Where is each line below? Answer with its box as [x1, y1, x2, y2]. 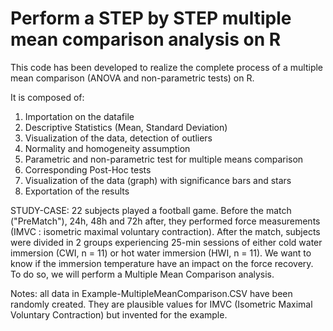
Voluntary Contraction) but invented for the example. [10, 308, 228, 321]
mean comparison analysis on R [10, 28, 282, 51]
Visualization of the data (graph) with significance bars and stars [24, 174, 292, 186]
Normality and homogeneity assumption [24, 142, 191, 154]
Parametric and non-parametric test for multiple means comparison [24, 153, 304, 165]
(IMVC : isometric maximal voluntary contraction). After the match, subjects [10, 225, 321, 237]
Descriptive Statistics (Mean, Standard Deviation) [24, 121, 228, 133]
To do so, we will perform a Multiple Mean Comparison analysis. [10, 268, 275, 280]
